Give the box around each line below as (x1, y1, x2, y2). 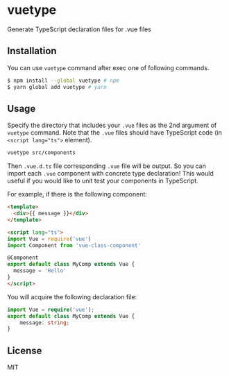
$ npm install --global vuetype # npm (7, 77, 119, 84)
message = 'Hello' (13, 267, 67, 274)
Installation (7, 45, 57, 57)
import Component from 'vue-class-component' (7, 242, 141, 249)
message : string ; (19, 319, 70, 326)
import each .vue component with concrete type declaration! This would (7, 169, 214, 178)
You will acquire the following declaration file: (7, 292, 137, 301)
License (7, 344, 42, 356)
